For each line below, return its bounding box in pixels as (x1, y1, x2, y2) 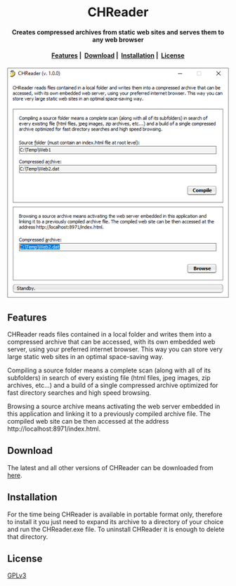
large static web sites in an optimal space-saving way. (7, 353, 164, 361)
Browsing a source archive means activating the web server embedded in (7, 402, 221, 411)
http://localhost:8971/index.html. (7, 424, 101, 433)
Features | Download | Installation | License (51, 51, 185, 60)
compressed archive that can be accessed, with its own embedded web (7, 338, 216, 346)
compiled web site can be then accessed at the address (7, 417, 169, 426)
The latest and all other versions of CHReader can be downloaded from (7, 463, 214, 471)
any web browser (92, 35, 144, 44)
